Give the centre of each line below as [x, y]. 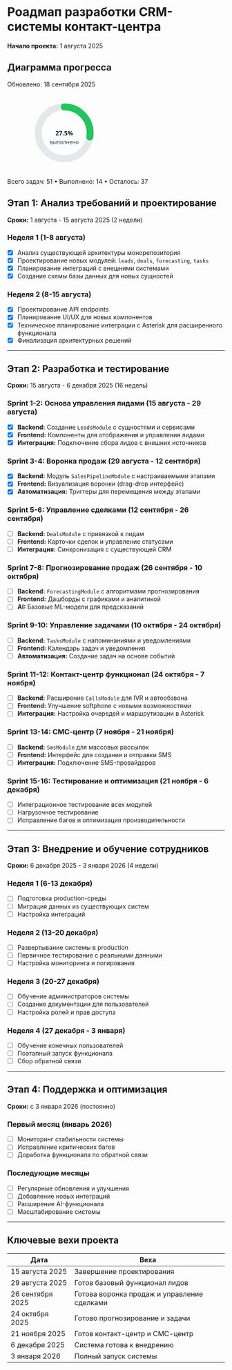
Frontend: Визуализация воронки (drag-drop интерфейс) [100, 484]
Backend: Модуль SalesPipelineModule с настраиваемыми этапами [116, 476]
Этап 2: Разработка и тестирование [88, 369]
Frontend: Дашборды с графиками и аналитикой [89, 599]
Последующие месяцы [48, 1173]
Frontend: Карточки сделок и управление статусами [95, 541]
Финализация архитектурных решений [74, 340]
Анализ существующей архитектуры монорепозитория [99, 252]
